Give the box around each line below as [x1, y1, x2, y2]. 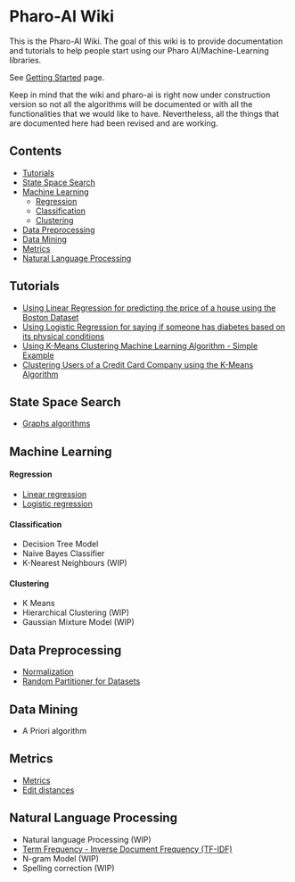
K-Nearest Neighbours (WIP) [21, 558, 127, 569]
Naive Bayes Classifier [21, 548, 105, 559]
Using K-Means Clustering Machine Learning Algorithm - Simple [21, 340, 258, 351]
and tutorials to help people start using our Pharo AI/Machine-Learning [9, 45, 269, 55]
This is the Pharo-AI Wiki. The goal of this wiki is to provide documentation [9, 36, 283, 46]
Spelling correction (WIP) [21, 862, 115, 873]
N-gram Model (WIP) [21, 853, 100, 863]
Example [21, 350, 55, 361]
